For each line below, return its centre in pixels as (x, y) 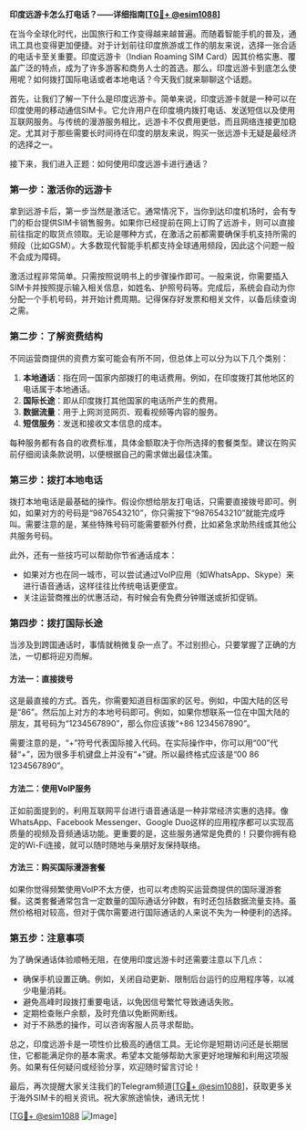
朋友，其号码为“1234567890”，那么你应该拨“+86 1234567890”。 (132, 724)
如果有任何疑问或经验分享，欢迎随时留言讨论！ (113, 1067)
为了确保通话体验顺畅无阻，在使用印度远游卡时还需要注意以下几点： (137, 960)
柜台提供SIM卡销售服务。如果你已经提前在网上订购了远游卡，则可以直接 (160, 223)
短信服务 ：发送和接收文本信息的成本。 (94, 423)
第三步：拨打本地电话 (56, 480)
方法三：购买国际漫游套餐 (57, 867)
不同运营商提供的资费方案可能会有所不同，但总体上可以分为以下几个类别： (149, 358)
